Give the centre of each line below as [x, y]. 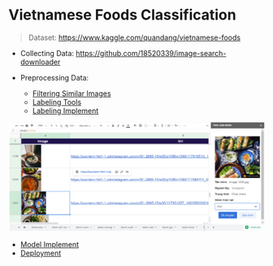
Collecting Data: [47, 53]
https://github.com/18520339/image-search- [151, 53]
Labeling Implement [65, 111]
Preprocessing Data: [54, 77]
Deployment [41, 253]
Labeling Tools [57, 102]
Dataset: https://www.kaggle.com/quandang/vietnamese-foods [134, 37]
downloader [40, 62]
